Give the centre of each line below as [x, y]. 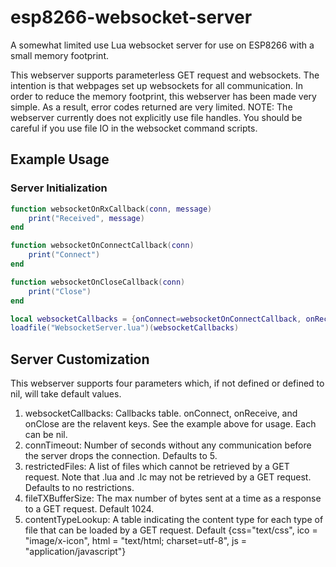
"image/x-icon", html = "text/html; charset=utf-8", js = [136, 541]
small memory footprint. [60, 55]
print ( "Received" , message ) [86, 218]
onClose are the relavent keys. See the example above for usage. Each [170, 424]
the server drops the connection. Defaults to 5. [121, 456]
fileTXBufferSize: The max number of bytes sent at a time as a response [173, 498]
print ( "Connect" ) [64, 255]
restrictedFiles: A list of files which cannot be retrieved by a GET [157, 467]
